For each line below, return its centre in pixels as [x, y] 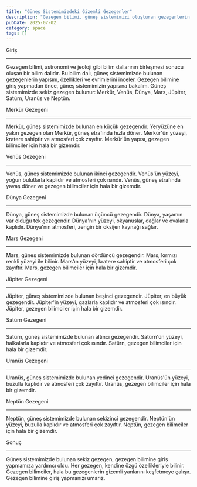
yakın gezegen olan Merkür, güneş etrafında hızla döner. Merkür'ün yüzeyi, [97, 133]
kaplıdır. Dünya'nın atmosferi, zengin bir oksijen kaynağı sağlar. [82, 227]
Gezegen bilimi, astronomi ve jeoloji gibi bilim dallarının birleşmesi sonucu [95, 67]
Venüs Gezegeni [26, 157]
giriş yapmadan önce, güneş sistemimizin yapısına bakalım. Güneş [86, 86]
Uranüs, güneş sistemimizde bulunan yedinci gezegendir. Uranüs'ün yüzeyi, [98, 378]
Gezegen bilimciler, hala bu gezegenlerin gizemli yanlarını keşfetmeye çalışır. [98, 472]
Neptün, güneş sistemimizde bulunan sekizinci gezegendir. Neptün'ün [91, 419]
